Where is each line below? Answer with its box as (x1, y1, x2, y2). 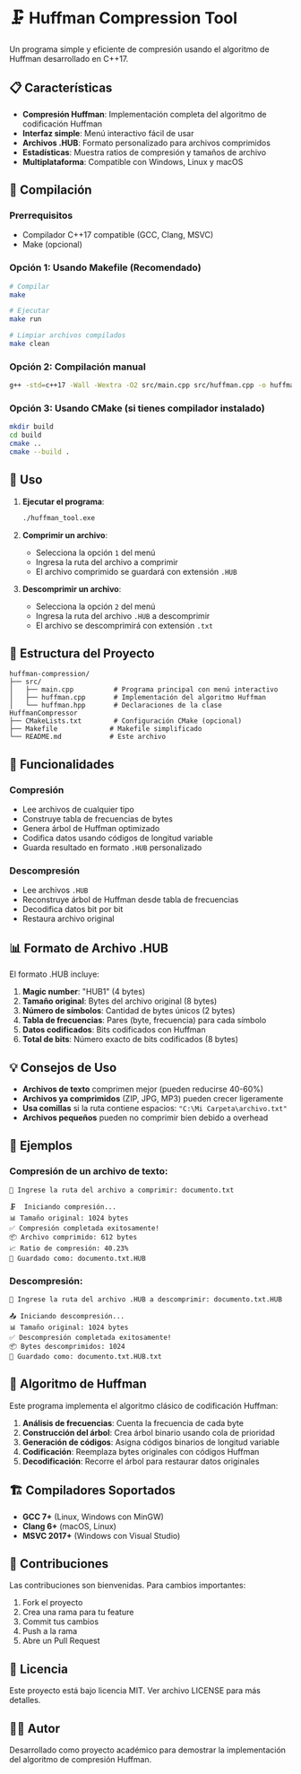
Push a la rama (21, 1626, 78, 1637)
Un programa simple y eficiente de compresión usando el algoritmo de (9, 43, 271, 55)
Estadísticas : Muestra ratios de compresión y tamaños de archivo (21, 146, 267, 158)
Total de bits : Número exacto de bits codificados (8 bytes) (21, 1034, 239, 1045)
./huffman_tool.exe (21, 513, 96, 522)
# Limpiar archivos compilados (9, 331, 126, 340)
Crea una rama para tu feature (21, 1607, 134, 1618)
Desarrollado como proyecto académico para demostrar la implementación (9, 1744, 287, 1755)
